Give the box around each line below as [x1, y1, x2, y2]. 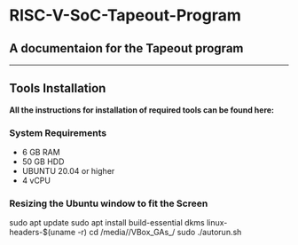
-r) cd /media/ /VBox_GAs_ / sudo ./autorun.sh [77, 227, 242, 238]
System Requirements [9, 126, 107, 138]
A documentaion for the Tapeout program [9, 41, 244, 56]
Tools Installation [9, 81, 106, 96]
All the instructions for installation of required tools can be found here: [9, 104, 275, 115]
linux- [207, 217, 228, 228]
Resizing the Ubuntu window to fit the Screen [9, 197, 208, 209]
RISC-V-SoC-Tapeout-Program [9, 5, 241, 26]
